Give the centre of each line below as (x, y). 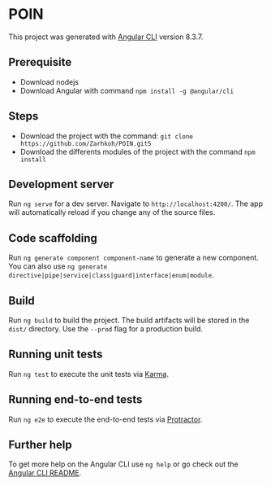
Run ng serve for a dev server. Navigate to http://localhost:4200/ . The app (136, 204)
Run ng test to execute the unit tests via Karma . (88, 374)
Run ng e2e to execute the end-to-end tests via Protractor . (105, 419)
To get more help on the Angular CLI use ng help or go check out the (123, 464)
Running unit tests (56, 355)
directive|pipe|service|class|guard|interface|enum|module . (111, 275)
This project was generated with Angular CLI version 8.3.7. (106, 37)
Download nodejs (49, 81)
